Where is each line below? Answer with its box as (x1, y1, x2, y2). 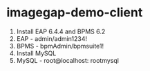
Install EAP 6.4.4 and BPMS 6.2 (16, 27, 106, 35)
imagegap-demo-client (6, 5, 143, 20)
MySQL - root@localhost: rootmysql (16, 56, 119, 64)
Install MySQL (16, 49, 57, 57)
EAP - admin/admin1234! (16, 34, 88, 42)
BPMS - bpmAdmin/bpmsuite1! (16, 42, 104, 50)
